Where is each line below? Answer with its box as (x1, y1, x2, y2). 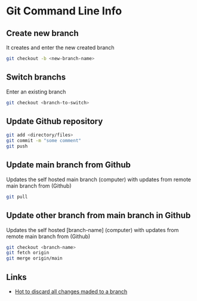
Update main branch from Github (6, 160, 131, 170)
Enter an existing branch (6, 88, 66, 95)
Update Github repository (6, 116, 103, 127)
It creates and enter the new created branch (6, 44, 115, 51)
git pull (6, 194, 28, 200)
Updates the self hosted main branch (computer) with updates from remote (6, 176, 191, 183)
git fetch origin (6, 250, 50, 256)
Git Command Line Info (6, 4, 122, 18)
